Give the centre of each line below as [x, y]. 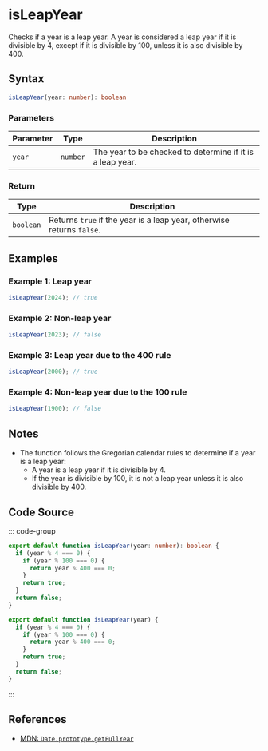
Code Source [41, 512]
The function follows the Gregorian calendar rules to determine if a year [138, 453]
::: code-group [32, 531]
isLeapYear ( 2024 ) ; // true [53, 297]
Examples [33, 258]
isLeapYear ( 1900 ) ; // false [55, 409]
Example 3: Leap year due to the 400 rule [90, 355]
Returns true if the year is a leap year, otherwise [139, 220]
